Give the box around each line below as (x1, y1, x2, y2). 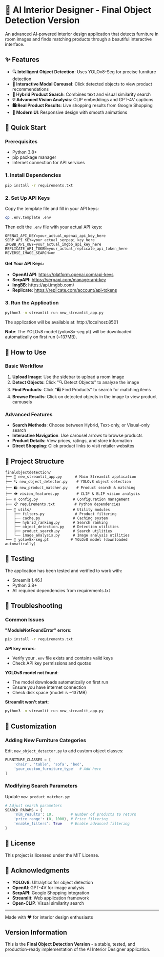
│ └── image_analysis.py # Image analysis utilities (5, 532, 130, 538)
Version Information (5, 928, 67, 936)
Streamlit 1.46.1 (12, 577, 42, 583)
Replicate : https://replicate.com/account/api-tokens (12, 287, 117, 293)
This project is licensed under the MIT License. (5, 852, 100, 858)
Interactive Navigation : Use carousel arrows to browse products (12, 432, 143, 439)
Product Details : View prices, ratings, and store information (12, 438, 132, 444)
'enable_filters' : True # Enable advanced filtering (14, 821, 130, 826)
